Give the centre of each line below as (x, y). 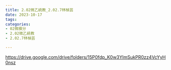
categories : (18, 24)
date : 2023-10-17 (24, 15)
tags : (11, 19)
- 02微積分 (16, 29)
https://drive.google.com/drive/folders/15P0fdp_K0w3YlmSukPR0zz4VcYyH (85, 57)
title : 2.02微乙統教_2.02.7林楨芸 (39, 10)
